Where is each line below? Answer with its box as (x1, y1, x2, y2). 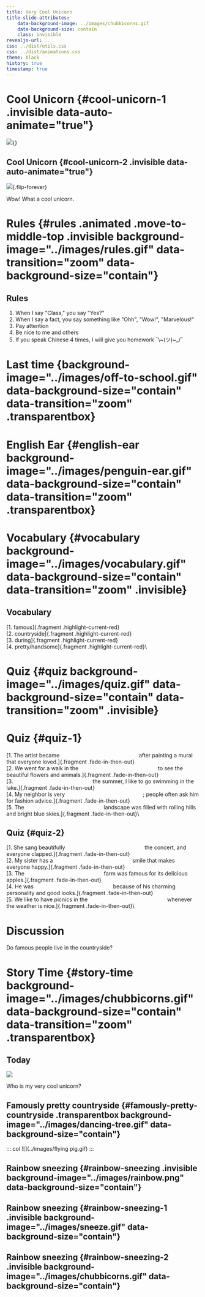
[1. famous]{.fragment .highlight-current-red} (6, 623, 120, 631)
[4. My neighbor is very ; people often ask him (6, 790, 199, 798)
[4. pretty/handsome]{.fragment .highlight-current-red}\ (6, 643, 147, 650)
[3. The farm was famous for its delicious (6, 870, 188, 877)
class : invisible (17, 32, 62, 38)
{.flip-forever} (12, 184, 48, 191)
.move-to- (133, 217, 187, 231)
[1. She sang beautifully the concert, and (6, 844, 187, 851)
